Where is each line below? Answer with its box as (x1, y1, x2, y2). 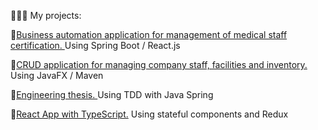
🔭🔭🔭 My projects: (10, 10, 82, 21)
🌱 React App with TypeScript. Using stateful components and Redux (10, 108, 289, 120)
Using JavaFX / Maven (10, 70, 104, 81)
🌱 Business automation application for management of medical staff (10, 29, 288, 40)
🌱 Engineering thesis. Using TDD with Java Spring (10, 89, 214, 100)
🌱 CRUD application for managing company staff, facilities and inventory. (10, 59, 308, 70)
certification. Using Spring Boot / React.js (10, 40, 181, 51)
